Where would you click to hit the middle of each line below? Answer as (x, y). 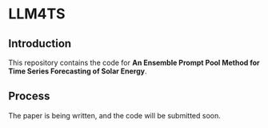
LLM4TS (37, 14)
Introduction (40, 44)
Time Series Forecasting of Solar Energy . (78, 71)
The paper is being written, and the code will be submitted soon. (115, 115)
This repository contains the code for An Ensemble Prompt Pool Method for (134, 62)
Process (29, 96)
